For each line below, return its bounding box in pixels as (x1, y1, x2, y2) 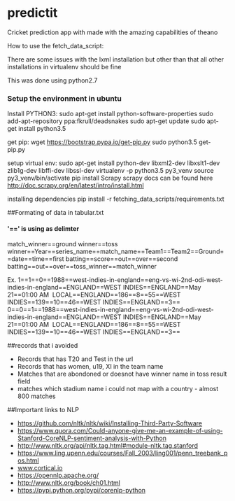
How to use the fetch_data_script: (7, 41, 104, 50)
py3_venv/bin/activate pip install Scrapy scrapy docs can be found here (7, 174, 213, 183)
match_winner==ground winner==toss (7, 240, 118, 248)
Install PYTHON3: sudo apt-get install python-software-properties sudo (7, 110, 213, 118)
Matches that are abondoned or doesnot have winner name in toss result (17, 369, 227, 379)
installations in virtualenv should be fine (7, 62, 122, 71)
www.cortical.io (17, 464, 63, 472)
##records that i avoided (7, 341, 78, 350)
